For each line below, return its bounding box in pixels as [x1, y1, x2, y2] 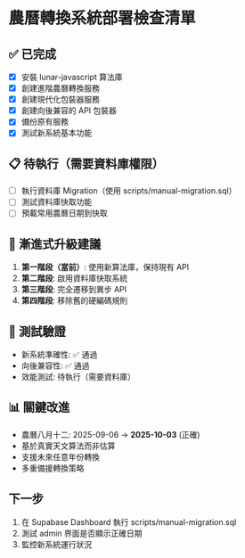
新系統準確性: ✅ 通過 [20, 349, 98, 359]
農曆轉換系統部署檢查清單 [8, 8, 197, 29]
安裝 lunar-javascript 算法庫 [20, 72, 123, 82]
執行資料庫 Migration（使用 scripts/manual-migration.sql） [20, 185, 237, 196]
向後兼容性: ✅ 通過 [20, 360, 90, 371]
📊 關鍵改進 [8, 400, 70, 415]
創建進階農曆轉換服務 [20, 83, 100, 94]
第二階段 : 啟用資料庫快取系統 [20, 273, 128, 283]
